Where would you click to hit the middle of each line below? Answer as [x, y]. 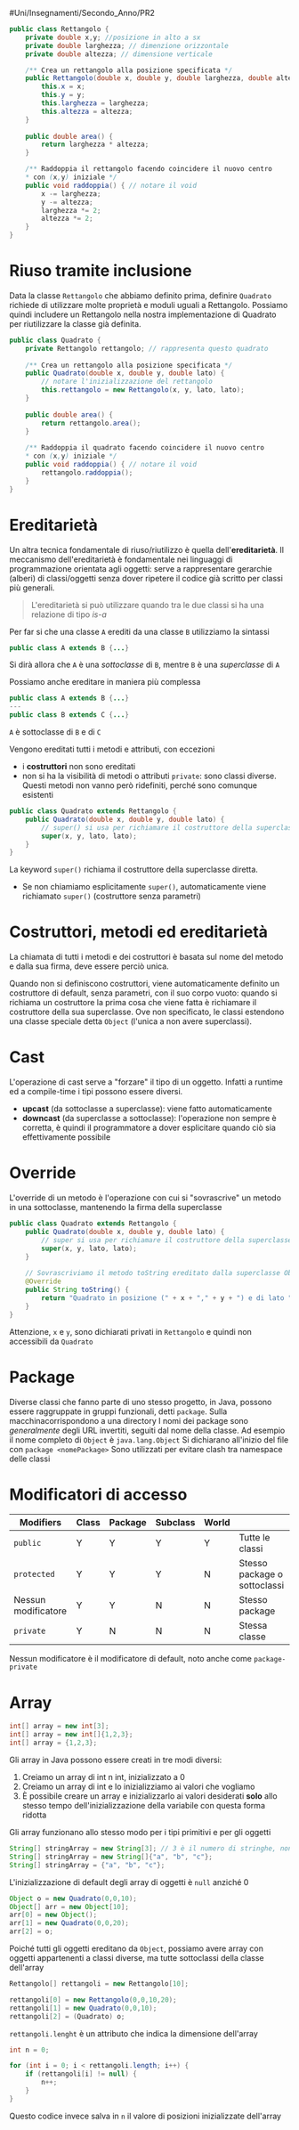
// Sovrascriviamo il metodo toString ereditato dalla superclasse [153, 1273]
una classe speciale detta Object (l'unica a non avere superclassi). [130, 1021]
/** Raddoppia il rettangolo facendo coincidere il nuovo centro [149, 169]
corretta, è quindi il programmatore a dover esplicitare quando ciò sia [149, 1128]
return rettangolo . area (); [91, 423]
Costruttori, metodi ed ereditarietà [139, 932]
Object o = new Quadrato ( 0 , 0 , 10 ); [73, 1898]
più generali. [32, 588]
